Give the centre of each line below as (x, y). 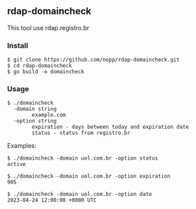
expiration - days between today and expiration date (110, 127)
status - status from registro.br (81, 133)
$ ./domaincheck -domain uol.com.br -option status (83, 158)
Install (18, 45)
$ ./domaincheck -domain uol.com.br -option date (80, 195)
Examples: (22, 146)
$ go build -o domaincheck (46, 72)
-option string (35, 121)
